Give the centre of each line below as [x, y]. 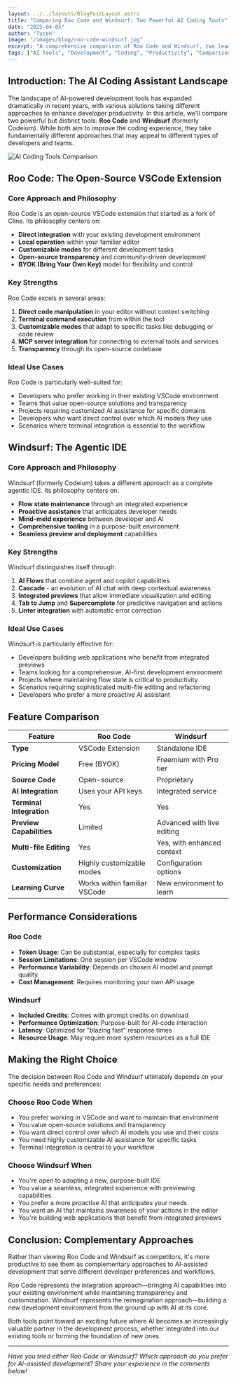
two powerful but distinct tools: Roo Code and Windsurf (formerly [103, 121]
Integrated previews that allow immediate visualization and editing [114, 595]
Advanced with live [188, 823]
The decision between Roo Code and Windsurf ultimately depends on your [116, 1076]
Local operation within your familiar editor [79, 242]
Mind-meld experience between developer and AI [91, 519]
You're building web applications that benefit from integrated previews [120, 1218]
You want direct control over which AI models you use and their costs [118, 1132]
